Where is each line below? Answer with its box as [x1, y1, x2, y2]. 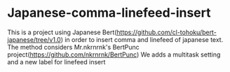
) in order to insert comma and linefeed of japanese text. [60, 35, 224, 43]
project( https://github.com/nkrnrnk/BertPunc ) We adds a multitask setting [7, 50, 221, 59]
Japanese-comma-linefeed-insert [7, 5, 211, 21]
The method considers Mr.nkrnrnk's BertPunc [7, 43, 140, 51]
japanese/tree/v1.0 [7, 35, 61, 43]
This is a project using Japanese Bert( [7, 28, 117, 36]
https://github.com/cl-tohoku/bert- [116, 28, 217, 36]
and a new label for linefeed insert [7, 57, 106, 66]
